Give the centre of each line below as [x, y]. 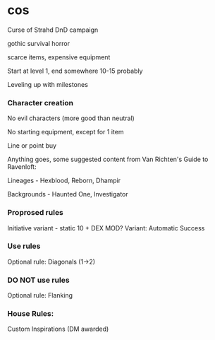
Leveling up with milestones [48, 84]
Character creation [41, 102]
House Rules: [31, 314]
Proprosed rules [35, 213]
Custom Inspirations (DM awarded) [58, 329]
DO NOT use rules [38, 280]
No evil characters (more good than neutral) [71, 118]
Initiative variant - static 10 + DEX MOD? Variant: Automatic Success [106, 228]
